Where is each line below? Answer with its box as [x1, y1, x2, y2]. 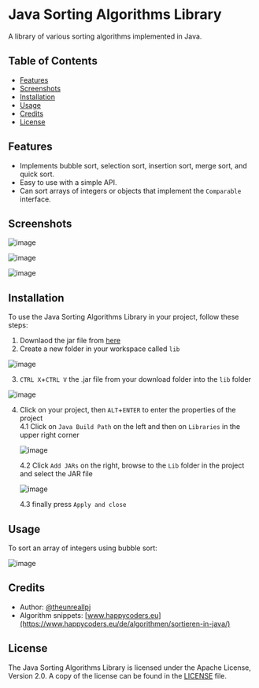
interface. [19, 194, 51, 204]
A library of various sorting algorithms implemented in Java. [8, 31, 202, 41]
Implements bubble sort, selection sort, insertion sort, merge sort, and [19, 161, 248, 170]
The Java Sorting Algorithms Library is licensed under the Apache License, [8, 663, 252, 672]
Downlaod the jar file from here [19, 336, 120, 346]
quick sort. [19, 169, 55, 179]
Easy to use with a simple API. [19, 177, 117, 187]
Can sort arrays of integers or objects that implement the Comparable [19, 186, 242, 195]
